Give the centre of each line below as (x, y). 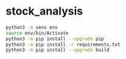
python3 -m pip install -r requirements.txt (63, 44)
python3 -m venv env (32, 27)
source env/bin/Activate (37, 33)
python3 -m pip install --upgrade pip (55, 39)
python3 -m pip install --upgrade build (58, 50)
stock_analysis (44, 11)
